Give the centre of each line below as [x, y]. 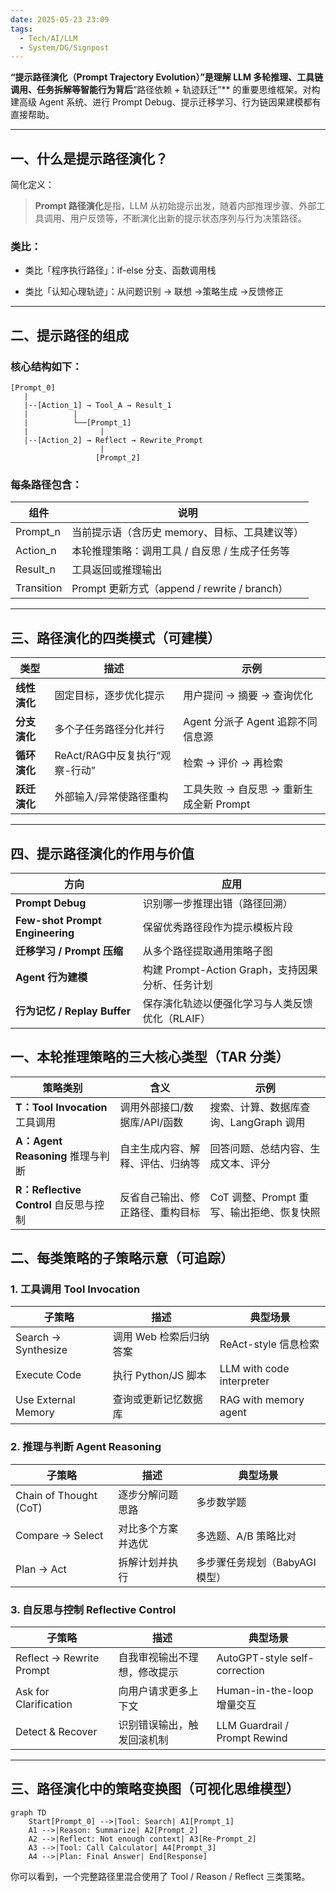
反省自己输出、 [155, 1197]
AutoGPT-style [252, 1658]
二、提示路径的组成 [69, 335]
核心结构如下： [46, 366]
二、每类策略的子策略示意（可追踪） [122, 1258]
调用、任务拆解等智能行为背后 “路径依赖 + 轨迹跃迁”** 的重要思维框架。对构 [165, 90]
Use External [45, 1400]
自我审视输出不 [153, 1658]
